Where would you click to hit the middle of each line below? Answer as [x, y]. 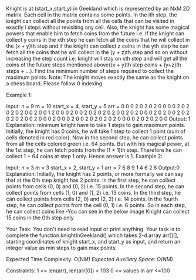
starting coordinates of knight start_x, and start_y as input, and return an [93, 241]
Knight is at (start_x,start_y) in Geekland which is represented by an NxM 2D [98, 9]
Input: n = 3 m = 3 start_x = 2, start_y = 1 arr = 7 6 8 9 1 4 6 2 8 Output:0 [93, 168]
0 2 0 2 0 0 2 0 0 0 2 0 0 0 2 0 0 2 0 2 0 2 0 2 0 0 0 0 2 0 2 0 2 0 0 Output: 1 [98, 119]
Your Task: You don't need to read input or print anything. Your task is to [93, 229]
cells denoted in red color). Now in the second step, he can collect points [94, 137]
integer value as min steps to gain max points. [62, 248]
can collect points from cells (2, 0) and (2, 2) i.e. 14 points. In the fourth [92, 199]
